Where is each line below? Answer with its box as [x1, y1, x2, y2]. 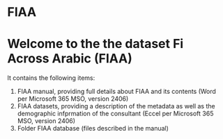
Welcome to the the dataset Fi [7, 36, 184, 52]
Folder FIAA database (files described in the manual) [17, 124, 169, 133]
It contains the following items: [7, 74, 95, 82]
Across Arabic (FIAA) [7, 51, 132, 67]
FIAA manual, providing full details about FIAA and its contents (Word [17, 88, 216, 96]
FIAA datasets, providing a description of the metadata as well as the [17, 102, 215, 111]
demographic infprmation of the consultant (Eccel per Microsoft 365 [17, 109, 214, 118]
